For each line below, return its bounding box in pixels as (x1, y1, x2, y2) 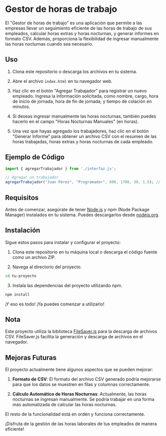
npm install (5, 292, 30, 297)
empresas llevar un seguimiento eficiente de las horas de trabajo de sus (5, 25, 152, 31)
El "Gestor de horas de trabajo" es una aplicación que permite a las (5, 20, 142, 26)
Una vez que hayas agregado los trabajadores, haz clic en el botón (12, 128, 149, 134)
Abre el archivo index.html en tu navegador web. (12, 78, 113, 84)
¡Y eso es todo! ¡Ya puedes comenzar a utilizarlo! (5, 301, 105, 307)
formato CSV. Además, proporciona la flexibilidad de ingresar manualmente (5, 36, 159, 42)
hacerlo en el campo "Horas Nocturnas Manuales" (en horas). (12, 118, 139, 125)
